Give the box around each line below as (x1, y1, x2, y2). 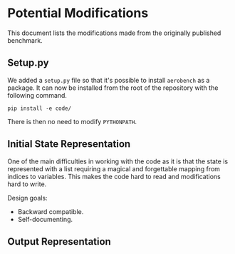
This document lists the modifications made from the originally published (7, 29, 221, 37)
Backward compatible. (17, 207, 84, 215)
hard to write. (7, 180, 47, 188)
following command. (7, 91, 68, 99)
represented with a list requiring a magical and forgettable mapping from (7, 164, 221, 173)
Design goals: (7, 193, 48, 202)
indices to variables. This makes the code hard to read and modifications (7, 172, 221, 181)
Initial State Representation (7, 138, 131, 151)
